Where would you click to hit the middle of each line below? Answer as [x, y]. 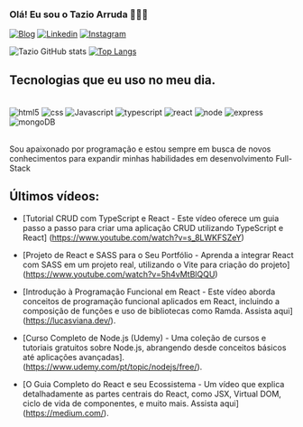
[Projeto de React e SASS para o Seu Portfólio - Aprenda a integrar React [158, 255]
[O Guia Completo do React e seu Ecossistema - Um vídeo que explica [153, 384]
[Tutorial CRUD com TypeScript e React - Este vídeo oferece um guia [151, 218]
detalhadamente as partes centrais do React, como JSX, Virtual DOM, [152, 394]
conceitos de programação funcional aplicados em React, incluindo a [151, 301]
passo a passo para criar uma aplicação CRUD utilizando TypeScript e [153, 227]
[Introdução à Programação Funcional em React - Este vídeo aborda [149, 292]
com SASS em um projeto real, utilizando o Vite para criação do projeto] [156, 265]
